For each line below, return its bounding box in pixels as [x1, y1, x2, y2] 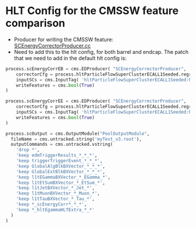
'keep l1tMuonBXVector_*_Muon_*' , [16, 190, 100, 197]
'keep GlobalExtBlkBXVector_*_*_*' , [16, 169, 106, 175]
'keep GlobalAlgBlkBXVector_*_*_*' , [16, 163, 106, 169]
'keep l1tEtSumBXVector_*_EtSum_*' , [16, 180, 106, 186]
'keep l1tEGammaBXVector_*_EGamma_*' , [16, 174, 111, 180]
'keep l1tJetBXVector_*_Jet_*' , [16, 185, 95, 191]
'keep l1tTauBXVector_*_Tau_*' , [16, 196, 95, 202]
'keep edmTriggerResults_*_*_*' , [16, 152, 98, 159]
